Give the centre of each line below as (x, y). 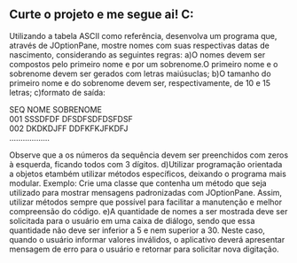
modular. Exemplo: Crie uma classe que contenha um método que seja (138, 183)
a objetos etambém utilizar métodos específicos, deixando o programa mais (148, 174)
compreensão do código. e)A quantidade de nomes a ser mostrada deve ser (148, 211)
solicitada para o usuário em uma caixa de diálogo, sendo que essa (132, 220)
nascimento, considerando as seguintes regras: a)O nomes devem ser (137, 54)
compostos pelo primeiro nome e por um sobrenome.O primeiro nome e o (144, 64)
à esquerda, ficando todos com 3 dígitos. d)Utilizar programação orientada (146, 164)
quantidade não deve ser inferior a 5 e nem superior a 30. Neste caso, (137, 230)
